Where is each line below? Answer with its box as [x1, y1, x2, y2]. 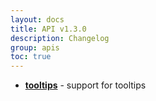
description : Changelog [10, 33, 110, 43]
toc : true [10, 52, 52, 62]
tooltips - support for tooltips [24, 79, 147, 91]
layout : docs [10, 14, 65, 25]
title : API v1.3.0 [10, 24, 87, 34]
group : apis [10, 42, 60, 53]
